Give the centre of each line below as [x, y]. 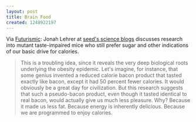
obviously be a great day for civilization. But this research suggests [102, 88]
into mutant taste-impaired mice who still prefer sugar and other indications [97, 45]
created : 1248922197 [31, 22]
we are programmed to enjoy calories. [66, 113]
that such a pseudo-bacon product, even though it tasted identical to [104, 94]
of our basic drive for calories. [43, 52]
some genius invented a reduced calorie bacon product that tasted [101, 75]
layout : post [22, 11]
